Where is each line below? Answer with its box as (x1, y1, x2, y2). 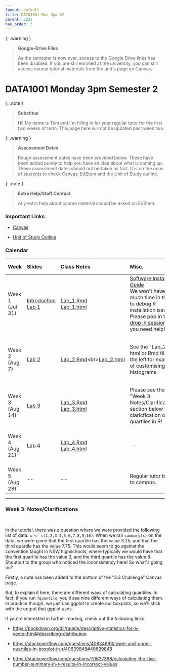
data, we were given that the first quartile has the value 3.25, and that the (5, 538, 158, 544)
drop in (130, 319, 147, 326)
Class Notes (60, 263, 91, 270)
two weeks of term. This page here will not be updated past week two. (17, 125, 165, 132)
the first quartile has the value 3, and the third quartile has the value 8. (5, 554, 152, 560)
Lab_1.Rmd (60, 297, 88, 304)
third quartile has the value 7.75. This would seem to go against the (5, 543, 145, 549)
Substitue (17, 110, 39, 116)
